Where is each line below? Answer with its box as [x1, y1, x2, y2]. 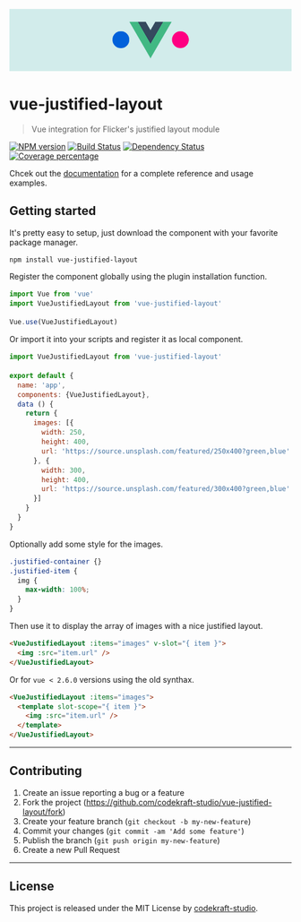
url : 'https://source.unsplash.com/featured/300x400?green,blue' [41, 485, 291, 494]
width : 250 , [41, 428, 87, 437]
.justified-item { [9, 566, 78, 575]
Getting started [9, 203, 97, 219]
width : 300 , [41, 466, 87, 475]
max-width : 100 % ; [25, 585, 90, 595]
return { [25, 409, 58, 418]
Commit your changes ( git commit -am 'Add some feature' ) [21, 825, 245, 836]
